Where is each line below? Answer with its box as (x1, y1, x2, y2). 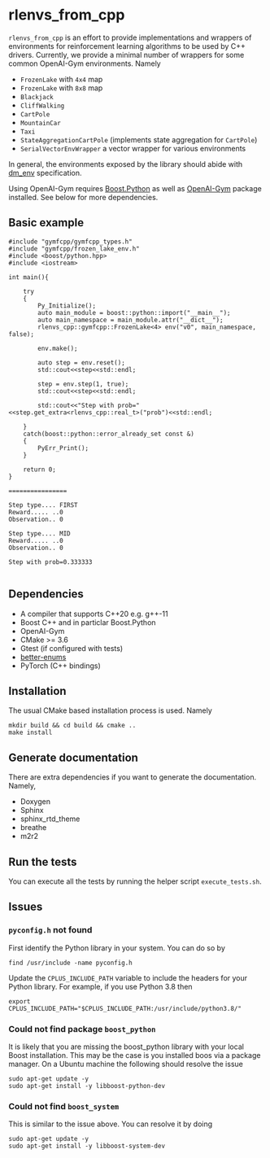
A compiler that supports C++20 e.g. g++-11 (20, 609, 168, 618)
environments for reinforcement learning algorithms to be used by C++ (8, 41, 246, 50)
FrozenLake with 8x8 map (20, 83, 103, 93)
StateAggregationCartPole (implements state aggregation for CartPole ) (20, 134, 258, 144)
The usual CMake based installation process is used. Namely (8, 706, 213, 715)
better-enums (20, 652, 67, 662)
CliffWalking (20, 102, 65, 110)
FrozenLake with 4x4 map (20, 74, 103, 84)
